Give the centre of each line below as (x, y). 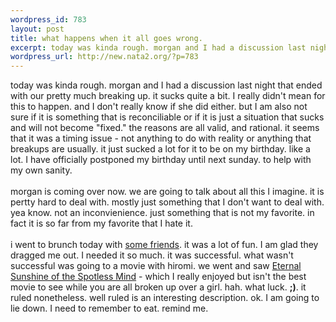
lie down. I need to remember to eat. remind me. (109, 308)
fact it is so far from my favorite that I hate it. (101, 223)
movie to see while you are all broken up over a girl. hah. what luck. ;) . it (158, 287)
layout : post (37, 29)
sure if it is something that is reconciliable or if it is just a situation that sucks (167, 117)
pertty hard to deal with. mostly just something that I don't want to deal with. (167, 202)
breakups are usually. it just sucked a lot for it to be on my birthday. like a (160, 149)
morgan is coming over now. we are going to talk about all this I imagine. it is (167, 192)
